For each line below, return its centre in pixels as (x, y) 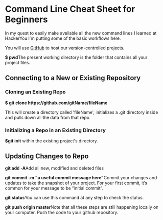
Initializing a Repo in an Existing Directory (56, 130)
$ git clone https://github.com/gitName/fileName (56, 103)
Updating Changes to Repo (47, 156)
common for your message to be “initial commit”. (54, 188)
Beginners (26, 19)
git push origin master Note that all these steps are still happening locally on (82, 207)
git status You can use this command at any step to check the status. (74, 197)
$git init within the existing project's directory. (52, 140)
